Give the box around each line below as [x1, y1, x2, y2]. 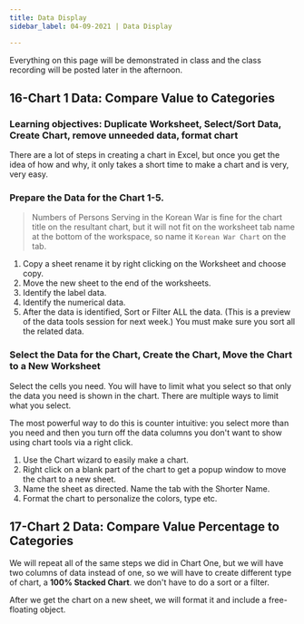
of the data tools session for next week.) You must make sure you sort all [22, 317, 296, 327]
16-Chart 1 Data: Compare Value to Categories [9, 90, 275, 105]
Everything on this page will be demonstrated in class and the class [9, 54, 261, 65]
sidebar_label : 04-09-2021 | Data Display [9, 22, 172, 31]
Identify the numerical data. [22, 297, 126, 308]
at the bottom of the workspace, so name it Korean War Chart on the [31, 231, 287, 242]
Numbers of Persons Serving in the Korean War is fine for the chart [31, 212, 283, 223]
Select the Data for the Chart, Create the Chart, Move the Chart [9, 348, 293, 361]
